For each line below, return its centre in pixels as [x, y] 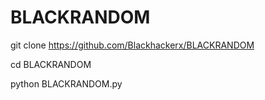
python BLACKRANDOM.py [66, 83]
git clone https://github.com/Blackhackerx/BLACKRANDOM [132, 45]
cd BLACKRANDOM [51, 64]
